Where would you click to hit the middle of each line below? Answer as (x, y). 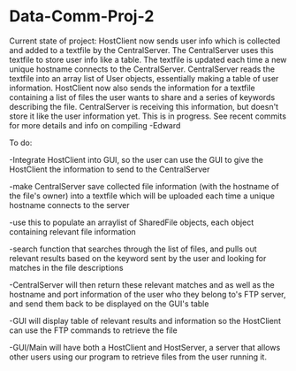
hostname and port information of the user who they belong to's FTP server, (148, 294)
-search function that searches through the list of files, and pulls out (133, 249)
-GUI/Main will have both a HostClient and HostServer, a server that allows (145, 347)
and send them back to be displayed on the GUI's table (109, 304)
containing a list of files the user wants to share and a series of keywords (142, 97)
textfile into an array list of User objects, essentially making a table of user (144, 78)
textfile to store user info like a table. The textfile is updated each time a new (148, 59)
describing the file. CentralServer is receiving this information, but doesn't (144, 106)
